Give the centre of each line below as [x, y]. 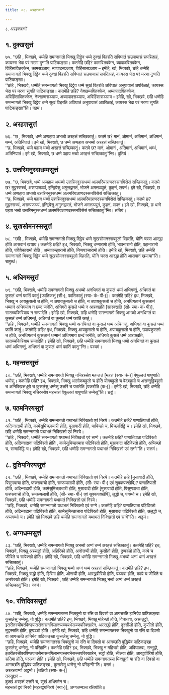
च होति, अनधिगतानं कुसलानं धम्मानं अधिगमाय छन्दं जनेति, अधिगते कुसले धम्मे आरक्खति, [75, 335]
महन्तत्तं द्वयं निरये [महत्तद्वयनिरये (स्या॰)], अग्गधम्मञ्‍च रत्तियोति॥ [55, 687]
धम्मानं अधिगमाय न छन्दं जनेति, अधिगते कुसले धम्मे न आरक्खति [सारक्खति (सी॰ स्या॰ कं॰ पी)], [80, 307]
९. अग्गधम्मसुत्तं [23, 533]
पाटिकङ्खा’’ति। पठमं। [24, 108]
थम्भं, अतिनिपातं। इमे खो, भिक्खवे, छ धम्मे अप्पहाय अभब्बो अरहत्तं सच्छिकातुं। [66, 142]
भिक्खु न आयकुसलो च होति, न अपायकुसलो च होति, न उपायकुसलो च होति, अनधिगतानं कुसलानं [80, 301]
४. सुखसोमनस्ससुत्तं [28, 227]
